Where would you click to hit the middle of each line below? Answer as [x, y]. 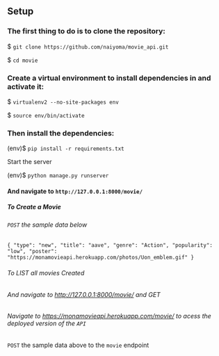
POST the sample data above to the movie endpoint [78, 345]
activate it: [26, 86]
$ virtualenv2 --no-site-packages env [63, 102]
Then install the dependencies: [61, 133]
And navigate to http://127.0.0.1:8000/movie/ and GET [84, 294]
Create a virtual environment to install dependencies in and [109, 78]
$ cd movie [23, 60]
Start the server [30, 162]
